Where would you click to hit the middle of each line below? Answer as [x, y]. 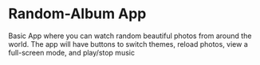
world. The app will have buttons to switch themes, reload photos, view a [128, 44]
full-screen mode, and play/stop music [72, 52]
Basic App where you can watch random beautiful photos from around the [130, 36]
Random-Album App [77, 14]
